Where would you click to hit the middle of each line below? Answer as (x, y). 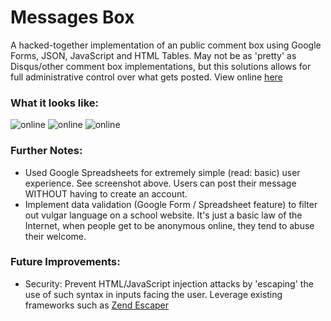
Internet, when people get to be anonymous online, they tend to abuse (169, 225)
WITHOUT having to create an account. (106, 193)
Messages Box (72, 17)
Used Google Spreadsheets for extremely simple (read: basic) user (162, 172)
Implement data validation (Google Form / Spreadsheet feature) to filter (171, 204)
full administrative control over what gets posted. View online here (146, 77)
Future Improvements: (65, 262)
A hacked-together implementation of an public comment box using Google (166, 45)
